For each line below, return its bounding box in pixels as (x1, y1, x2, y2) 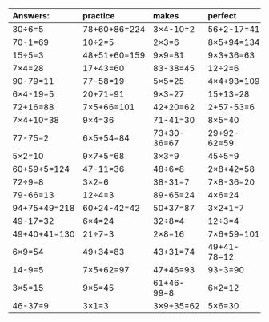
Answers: (12, 10, 50, 21)
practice (82, 10, 115, 21)
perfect (207, 10, 237, 21)
